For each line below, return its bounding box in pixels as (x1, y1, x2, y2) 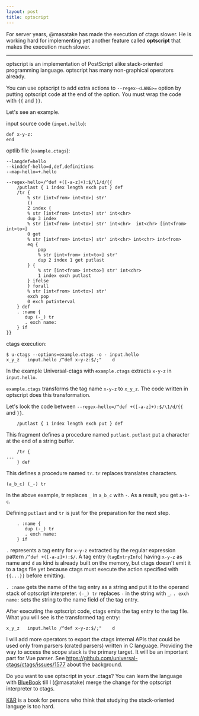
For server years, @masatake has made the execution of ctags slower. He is (6, 30, 191, 37)
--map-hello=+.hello (6, 168, 57, 175)
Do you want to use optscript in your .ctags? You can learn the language (6, 672, 182, 679)
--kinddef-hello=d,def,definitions (6, 164, 94, 170)
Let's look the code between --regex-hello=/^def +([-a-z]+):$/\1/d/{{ (6, 403, 184, 410)
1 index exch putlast (37, 272, 92, 279)
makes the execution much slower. (6, 43, 91, 50)
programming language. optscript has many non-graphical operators (6, 66, 174, 74)
